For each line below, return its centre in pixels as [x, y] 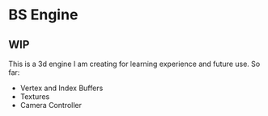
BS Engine [43, 15]
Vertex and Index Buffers [62, 88]
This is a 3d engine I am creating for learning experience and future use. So [134, 64]
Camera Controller [51, 105]
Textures [35, 97]
